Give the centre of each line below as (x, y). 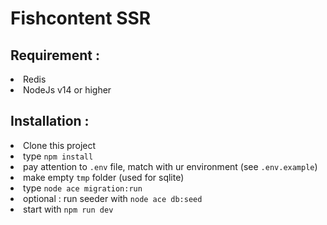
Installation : (50, 121)
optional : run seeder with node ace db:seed (113, 198)
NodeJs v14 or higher (67, 90)
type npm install (58, 156)
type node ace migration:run (83, 188)
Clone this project (60, 145)
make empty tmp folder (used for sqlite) (104, 177)
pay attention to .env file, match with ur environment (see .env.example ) (170, 166)
